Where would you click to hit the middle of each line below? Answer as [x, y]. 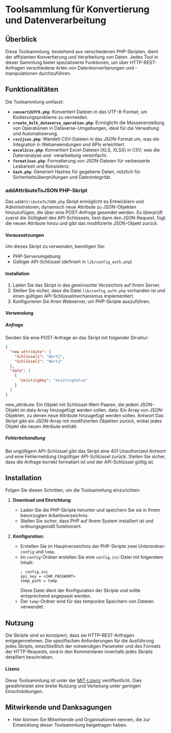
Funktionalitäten [32, 89]
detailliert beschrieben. [30, 657]
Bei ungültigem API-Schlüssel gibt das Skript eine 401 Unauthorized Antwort [86, 451]
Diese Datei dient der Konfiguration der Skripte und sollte [80, 591]
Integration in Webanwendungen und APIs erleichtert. [69, 144]
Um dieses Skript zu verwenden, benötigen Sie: [55, 247]
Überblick [21, 39]
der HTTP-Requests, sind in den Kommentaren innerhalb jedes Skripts [79, 651]
